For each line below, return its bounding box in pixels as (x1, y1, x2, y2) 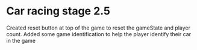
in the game (6, 37, 36, 44)
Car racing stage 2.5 (6, 4, 110, 18)
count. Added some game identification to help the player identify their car (6, 30, 192, 37)
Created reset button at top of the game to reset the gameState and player (6, 24, 191, 31)
